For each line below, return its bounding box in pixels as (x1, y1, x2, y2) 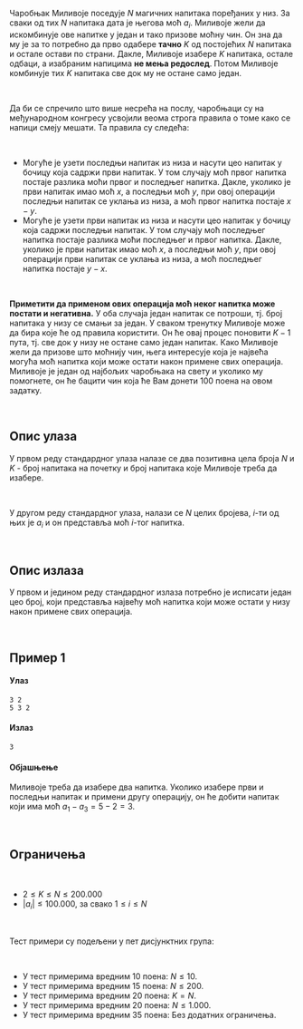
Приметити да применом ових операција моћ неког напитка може (9, 298, 276, 309)
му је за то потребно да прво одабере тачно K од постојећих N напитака (9, 38, 292, 49)
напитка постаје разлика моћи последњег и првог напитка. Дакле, (22, 234, 282, 245)
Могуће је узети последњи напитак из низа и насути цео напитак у (22, 157, 282, 168)
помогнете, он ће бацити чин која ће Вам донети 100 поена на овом (9, 375, 273, 386)
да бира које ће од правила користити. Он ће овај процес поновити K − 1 (9, 326, 291, 338)
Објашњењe (9, 762, 59, 772)
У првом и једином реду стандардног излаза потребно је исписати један (9, 587, 292, 597)
